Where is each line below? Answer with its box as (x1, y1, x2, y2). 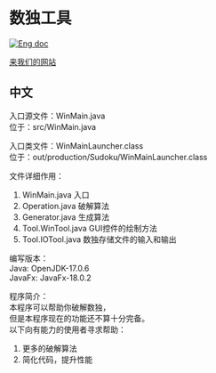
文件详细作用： (9, 170, 64, 181)
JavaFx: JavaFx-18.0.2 (9, 272, 92, 283)
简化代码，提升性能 (21, 353, 93, 365)
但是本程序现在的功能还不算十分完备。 (9, 312, 149, 323)
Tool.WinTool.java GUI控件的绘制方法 (21, 223, 157, 233)
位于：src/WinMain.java (9, 121, 96, 132)
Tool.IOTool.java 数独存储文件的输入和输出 (21, 233, 177, 245)
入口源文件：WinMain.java (9, 110, 106, 121)
